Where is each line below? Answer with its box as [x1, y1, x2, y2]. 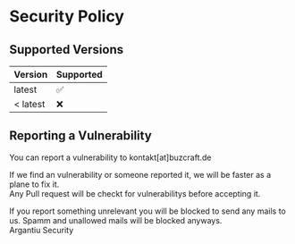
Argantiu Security [9, 224, 74, 235]
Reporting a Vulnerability [9, 128, 152, 144]
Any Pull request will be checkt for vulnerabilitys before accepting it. [9, 188, 261, 198]
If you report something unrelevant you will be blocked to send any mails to [9, 206, 286, 216]
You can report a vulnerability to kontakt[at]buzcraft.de [9, 152, 212, 163]
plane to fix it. [9, 179, 60, 189]
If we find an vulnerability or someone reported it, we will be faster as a [9, 169, 272, 180]
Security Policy [9, 6, 125, 27]
